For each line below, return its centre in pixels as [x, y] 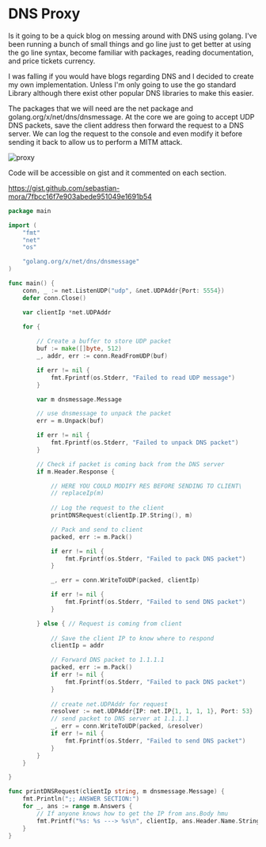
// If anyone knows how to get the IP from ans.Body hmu [132, 813]
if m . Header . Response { [76, 472]
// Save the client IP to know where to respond [132, 638]
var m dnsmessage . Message [80, 399]
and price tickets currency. [52, 61]
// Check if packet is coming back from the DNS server [131, 464]
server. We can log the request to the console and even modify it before [125, 133]
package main [30, 211]
